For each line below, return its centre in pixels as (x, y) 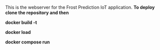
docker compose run (28, 42)
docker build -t (21, 22)
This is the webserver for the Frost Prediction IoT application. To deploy (80, 7)
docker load (18, 32)
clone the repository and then (37, 13)
